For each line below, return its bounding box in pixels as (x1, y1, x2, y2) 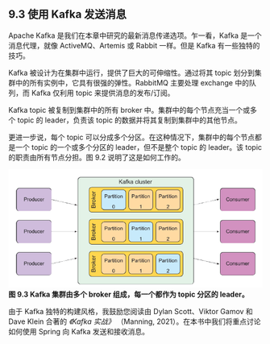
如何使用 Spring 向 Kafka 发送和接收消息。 (8, 327, 149, 337)
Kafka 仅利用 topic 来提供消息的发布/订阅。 (31, 88, 175, 97)
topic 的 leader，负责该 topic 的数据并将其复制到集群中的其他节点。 (17, 115, 242, 125)
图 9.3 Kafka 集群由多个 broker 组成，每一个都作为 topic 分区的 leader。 (8, 289, 249, 300)
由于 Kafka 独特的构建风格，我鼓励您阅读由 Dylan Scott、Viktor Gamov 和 (8, 307, 254, 317)
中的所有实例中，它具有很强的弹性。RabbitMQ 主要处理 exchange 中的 (15, 77, 250, 87)
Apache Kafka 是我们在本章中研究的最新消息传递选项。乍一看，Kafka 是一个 (8, 31, 262, 40)
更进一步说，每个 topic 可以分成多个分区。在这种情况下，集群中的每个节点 (8, 132, 255, 142)
